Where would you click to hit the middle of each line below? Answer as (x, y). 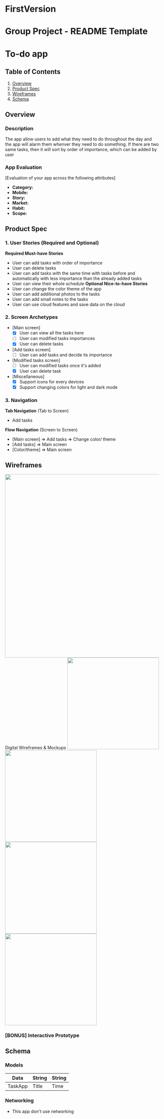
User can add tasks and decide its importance (66, 355)
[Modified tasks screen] (36, 360)
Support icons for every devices (52, 381)
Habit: (19, 208)
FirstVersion (31, 9)
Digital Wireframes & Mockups (36, 747)
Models (14, 1065)
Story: (19, 198)
